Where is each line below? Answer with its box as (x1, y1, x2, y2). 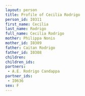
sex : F (5, 83, 19, 88)
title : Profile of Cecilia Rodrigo (5, 12, 80, 17)
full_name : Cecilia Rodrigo (5, 31, 65, 36)
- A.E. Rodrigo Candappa (7, 69, 60, 74)
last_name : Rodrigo (5, 26, 47, 31)
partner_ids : (5, 74, 33, 79)
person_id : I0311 (5, 17, 42, 22)
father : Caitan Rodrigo (5, 45, 56, 50)
